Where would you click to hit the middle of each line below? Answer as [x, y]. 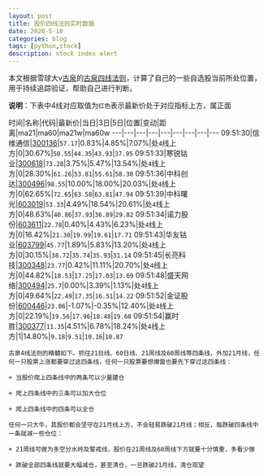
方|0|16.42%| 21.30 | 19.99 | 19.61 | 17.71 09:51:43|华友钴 [98, 234]
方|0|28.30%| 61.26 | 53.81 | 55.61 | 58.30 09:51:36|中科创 [98, 173]
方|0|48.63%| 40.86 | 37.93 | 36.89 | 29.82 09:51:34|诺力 [95, 214]
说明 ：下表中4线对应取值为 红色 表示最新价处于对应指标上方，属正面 [120, 105]
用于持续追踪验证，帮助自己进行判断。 [72, 88]
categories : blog [38, 39]
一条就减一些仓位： [36, 434]
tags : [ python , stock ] [45, 46]
